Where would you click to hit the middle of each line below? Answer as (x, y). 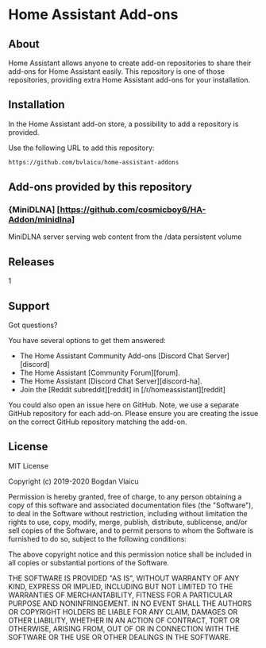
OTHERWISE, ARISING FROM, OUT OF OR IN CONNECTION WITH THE (124, 628)
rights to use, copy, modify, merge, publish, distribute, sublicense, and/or (128, 522)
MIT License (29, 465)
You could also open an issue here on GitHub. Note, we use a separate (124, 405)
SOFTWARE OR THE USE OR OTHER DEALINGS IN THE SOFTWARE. (120, 637)
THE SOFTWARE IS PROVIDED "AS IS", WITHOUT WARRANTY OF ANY (124, 578)
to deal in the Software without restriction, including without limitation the (128, 513)
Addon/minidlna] (42, 220)
